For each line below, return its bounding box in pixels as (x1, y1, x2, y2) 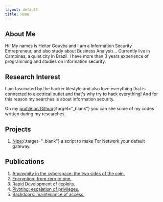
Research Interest (5, 73, 61, 81)
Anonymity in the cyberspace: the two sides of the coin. (12, 170, 125, 177)
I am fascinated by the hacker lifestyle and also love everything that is (5, 86, 146, 92)
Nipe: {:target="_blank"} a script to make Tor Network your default (12, 138, 145, 144)
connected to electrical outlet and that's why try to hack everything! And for (5, 91, 158, 97)
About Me (5, 30, 36, 38)
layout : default (5, 7, 38, 12)
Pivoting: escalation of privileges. (12, 186, 80, 192)
